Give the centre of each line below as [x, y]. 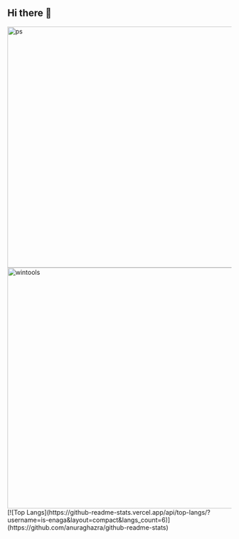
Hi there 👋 [30, 13]
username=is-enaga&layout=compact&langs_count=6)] [89, 520]
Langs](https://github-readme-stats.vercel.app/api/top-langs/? [119, 512]
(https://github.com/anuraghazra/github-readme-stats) [88, 527]
